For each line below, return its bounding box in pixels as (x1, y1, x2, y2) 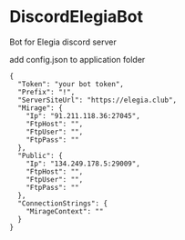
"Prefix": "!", (17, 87, 76, 96)
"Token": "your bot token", (17, 79, 125, 88)
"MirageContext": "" (26, 206, 104, 215)
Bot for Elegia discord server (9, 36, 117, 47)
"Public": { (17, 151, 64, 160)
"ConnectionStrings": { (17, 198, 108, 208)
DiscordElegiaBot (9, 6, 144, 27)
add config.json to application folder (9, 54, 146, 65)
